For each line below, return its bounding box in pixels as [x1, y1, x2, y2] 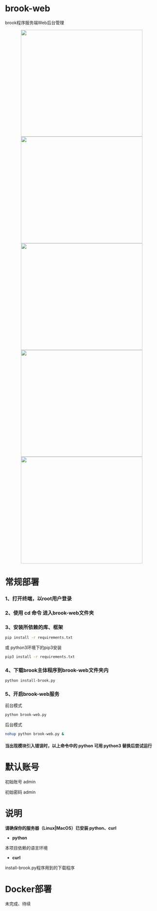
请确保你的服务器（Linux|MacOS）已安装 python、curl [5, 825, 117, 831]
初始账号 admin [5, 779, 36, 785]
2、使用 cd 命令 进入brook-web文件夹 [5, 609, 94, 616]
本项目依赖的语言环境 [5, 845, 48, 850]
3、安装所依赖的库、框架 [5, 624, 63, 630]
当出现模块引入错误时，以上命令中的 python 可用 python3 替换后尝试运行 [5, 743, 152, 749]
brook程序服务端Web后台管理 [5, 20, 64, 25]
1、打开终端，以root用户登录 [5, 595, 72, 602]
